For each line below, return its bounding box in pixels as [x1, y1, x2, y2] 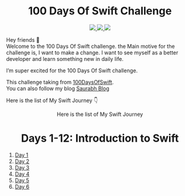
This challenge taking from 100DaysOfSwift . [6, 78, 114, 85]
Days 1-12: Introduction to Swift [21, 131, 179, 145]
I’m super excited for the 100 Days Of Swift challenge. [6, 67, 138, 74]
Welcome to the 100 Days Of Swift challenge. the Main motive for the [6, 42, 175, 50]
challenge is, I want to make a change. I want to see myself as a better [6, 49, 178, 56]
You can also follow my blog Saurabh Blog [6, 85, 110, 92]
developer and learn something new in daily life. [6, 55, 124, 62]
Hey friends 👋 [6, 36, 40, 43]
